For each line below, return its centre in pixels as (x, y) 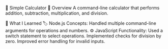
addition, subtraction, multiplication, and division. (57, 13)
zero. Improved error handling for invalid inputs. (55, 41)
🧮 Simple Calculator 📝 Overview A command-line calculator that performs (82, 8)
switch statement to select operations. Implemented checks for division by (83, 36)
